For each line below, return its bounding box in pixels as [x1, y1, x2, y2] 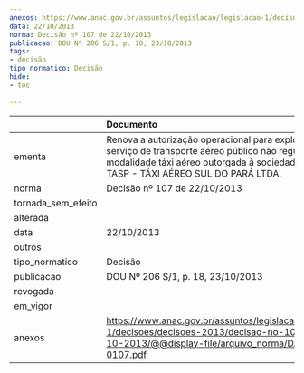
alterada [14, 211, 50, 224]
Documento [106, 118, 158, 130]
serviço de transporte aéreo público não [106, 144, 278, 157]
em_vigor [14, 300, 52, 312]
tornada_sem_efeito [14, 196, 98, 209]
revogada [14, 284, 54, 297]
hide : [9, 72, 30, 81]
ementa [14, 150, 47, 163]
